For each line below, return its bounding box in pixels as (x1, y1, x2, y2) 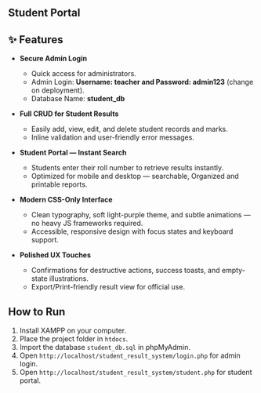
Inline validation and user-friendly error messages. (31, 133, 194, 142)
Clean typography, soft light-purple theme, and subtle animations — (31, 210, 251, 220)
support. (31, 235, 59, 245)
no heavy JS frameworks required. (31, 219, 143, 228)
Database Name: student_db (31, 94, 125, 104)
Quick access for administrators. (31, 69, 137, 78)
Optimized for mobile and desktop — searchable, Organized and (31, 172, 239, 181)
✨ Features (8, 33, 63, 46)
